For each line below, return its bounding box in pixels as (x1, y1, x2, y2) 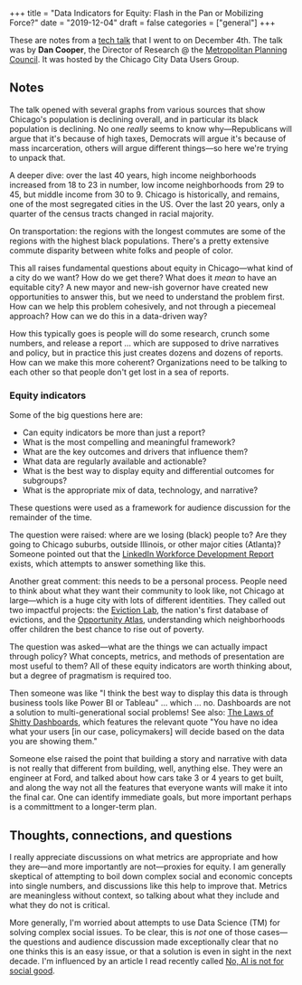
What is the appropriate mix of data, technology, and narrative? (22, 485, 259, 496)
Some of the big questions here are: (9, 410, 143, 421)
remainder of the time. (9, 512, 92, 523)
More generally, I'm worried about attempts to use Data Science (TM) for (9, 917, 280, 928)
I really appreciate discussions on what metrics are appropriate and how (9, 851, 278, 862)
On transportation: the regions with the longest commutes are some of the (9, 225, 287, 236)
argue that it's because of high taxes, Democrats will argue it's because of (9, 133, 287, 144)
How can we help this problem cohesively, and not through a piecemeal (9, 300, 276, 311)
